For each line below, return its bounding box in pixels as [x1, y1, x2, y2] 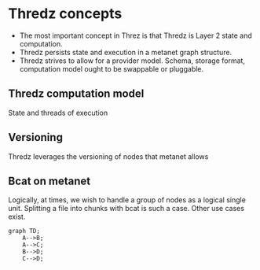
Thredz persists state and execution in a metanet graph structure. [19, 47, 233, 57]
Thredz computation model [8, 87, 145, 101]
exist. [8, 212, 26, 221]
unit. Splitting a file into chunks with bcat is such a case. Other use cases [8, 204, 245, 213]
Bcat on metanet [8, 174, 91, 187]
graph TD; [8, 227, 41, 235]
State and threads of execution [8, 108, 108, 117]
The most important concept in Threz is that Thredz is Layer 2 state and [19, 31, 253, 40]
